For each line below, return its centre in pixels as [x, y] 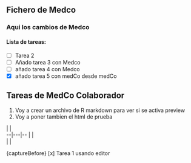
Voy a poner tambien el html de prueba [64, 116]
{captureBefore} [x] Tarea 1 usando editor [58, 153]
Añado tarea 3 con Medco [48, 62]
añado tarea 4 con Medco [47, 69]
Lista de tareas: [26, 41]
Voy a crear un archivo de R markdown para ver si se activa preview [100, 110]
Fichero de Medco [41, 10]
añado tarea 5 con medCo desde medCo [66, 76]
